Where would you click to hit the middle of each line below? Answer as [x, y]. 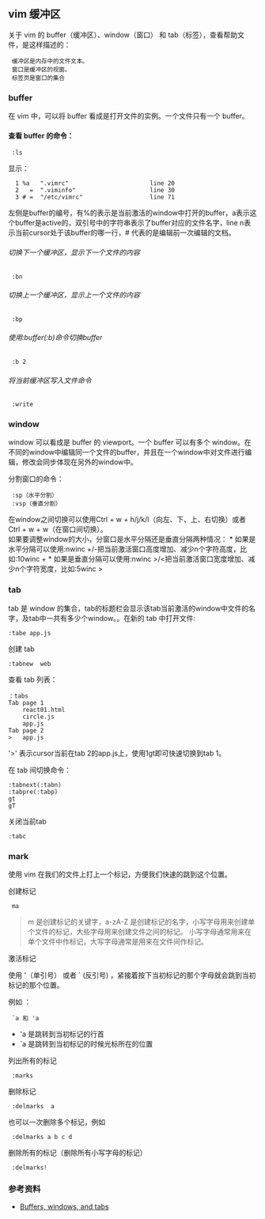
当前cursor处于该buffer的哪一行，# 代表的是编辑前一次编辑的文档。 [125, 233]
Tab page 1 [26, 702]
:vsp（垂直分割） [36, 504]
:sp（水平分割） [34, 496]
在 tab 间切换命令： [40, 770]
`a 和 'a [25, 1019]
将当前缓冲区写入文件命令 [50, 380]
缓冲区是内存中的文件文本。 [50, 61]
